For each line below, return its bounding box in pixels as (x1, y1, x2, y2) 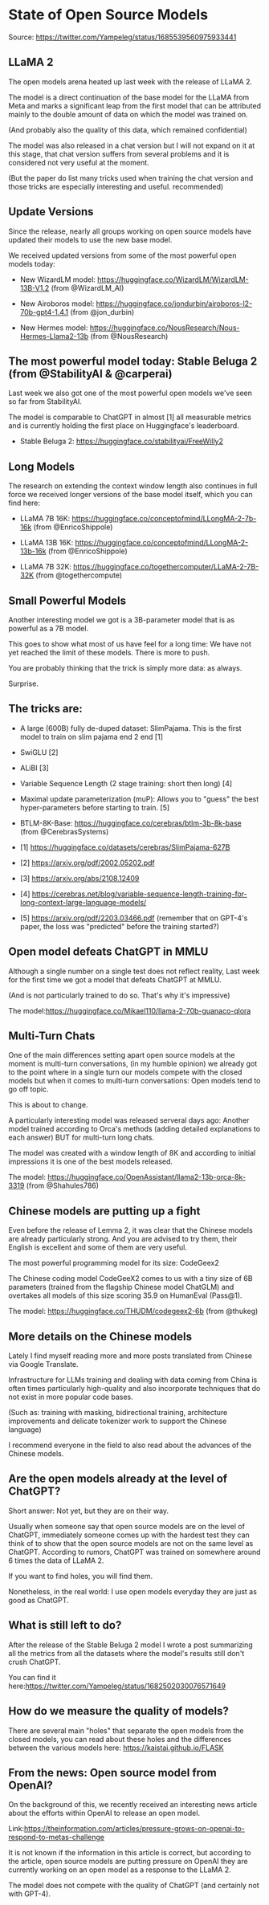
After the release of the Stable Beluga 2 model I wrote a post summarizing (8, 1640, 253, 1650)
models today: (8, 259, 56, 268)
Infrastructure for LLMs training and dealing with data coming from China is (8, 1375, 258, 1385)
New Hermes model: (19, 323, 88, 332)
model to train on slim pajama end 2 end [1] (19, 732, 163, 741)
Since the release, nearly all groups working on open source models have (8, 226, 251, 236)
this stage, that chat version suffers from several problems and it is (8, 149, 230, 158)
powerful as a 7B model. (8, 624, 89, 633)
